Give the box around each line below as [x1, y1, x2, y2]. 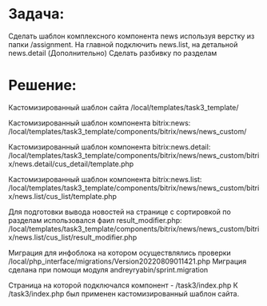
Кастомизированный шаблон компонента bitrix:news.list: [8, 174, 202, 184]
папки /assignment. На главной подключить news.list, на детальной [8, 39, 238, 49]
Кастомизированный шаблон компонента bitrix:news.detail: [8, 141, 211, 152]
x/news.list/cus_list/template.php [8, 191, 118, 201]
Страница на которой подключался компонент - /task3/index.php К [8, 280, 238, 290]
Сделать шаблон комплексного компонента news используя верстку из [8, 31, 255, 41]
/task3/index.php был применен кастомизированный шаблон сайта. [8, 288, 240, 298]
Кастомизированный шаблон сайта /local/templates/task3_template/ [8, 102, 239, 112]
